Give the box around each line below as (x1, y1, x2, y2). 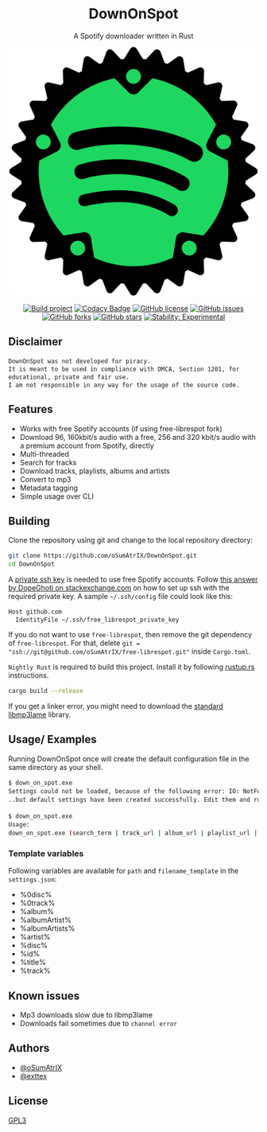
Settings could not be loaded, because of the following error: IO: (8, 787, 240, 796)
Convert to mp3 (19, 474, 72, 484)
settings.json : (8, 874, 57, 884)
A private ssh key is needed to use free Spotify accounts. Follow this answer (8, 574, 258, 585)
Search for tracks (19, 457, 77, 467)
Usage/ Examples (8, 733, 97, 746)
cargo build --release (8, 687, 83, 695)
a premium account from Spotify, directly (19, 441, 155, 450)
